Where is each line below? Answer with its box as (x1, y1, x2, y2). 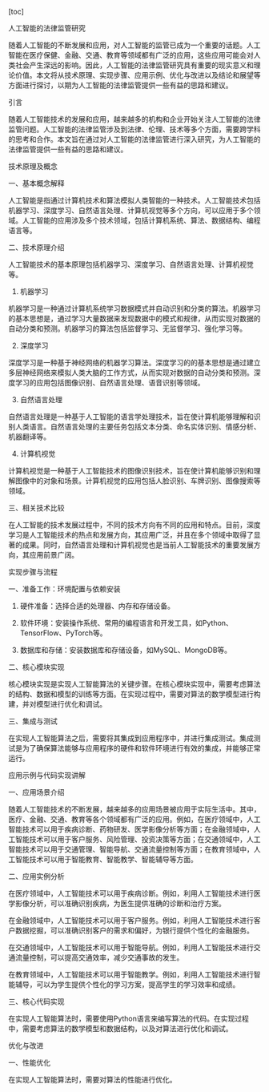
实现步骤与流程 (8, 567, 58, 576)
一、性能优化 (8, 1058, 50, 1067)
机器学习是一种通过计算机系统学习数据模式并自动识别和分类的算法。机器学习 (8, 304, 261, 313)
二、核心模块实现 (8, 663, 65, 671)
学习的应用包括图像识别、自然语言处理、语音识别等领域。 (14, 378, 205, 387)
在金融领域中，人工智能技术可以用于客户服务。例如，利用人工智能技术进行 (8, 916, 254, 925)
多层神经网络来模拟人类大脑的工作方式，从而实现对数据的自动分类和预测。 (8, 368, 254, 377)
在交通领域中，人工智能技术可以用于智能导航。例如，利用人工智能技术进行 (8, 943, 254, 952)
